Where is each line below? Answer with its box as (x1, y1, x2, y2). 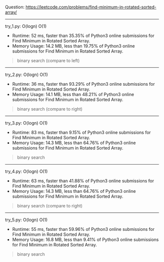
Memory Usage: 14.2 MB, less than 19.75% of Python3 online (12, 43, 135, 49)
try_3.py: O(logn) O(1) (5, 120, 48, 126)
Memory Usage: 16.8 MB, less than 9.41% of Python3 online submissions (12, 237, 159, 243)
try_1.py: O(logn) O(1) (5, 23, 47, 29)
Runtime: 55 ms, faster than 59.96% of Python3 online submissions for (12, 226, 155, 232)
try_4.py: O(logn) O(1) (5, 168, 48, 174)
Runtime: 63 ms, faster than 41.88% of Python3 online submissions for (12, 178, 154, 184)
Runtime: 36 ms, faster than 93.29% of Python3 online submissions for (12, 81, 155, 87)
